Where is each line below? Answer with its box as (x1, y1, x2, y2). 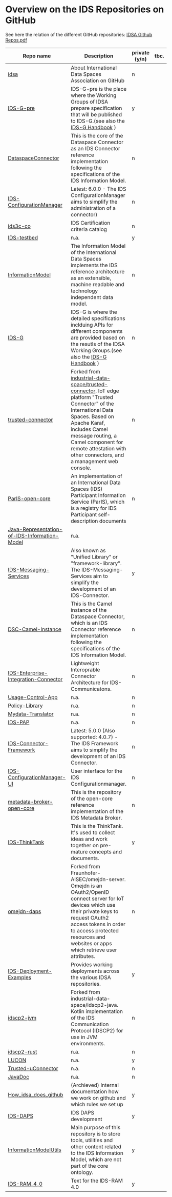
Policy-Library (8, 702, 43, 709)
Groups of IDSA (71, 98, 109, 105)
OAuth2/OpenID (71, 888, 110, 895)
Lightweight (71, 660, 99, 667)
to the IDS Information (71, 1149, 124, 1156)
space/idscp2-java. (71, 1001, 119, 1008)
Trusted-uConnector (8, 1065, 58, 1072)
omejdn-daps (8, 908, 41, 915)
